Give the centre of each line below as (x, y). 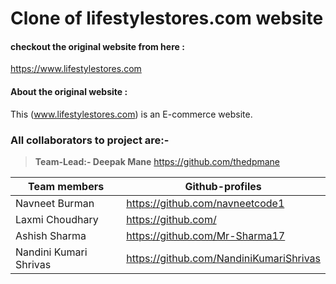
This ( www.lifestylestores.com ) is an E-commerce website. (131, 114)
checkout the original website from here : (97, 46)
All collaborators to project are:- (90, 140)
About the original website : (69, 91)
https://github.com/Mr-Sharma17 (206, 235)
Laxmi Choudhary (57, 219)
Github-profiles (223, 186)
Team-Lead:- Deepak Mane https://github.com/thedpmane (157, 161)
